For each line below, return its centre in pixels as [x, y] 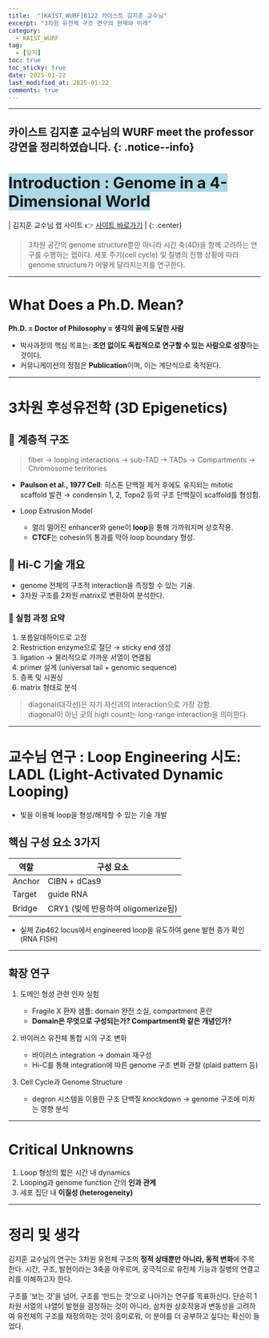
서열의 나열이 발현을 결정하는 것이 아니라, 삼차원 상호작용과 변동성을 [128, 1306]
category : [25, 30]
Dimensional [55, 201]
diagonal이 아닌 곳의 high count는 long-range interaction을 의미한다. [138, 714]
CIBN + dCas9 [74, 881]
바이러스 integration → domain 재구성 [92, 1055]
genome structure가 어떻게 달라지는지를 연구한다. [106, 264]
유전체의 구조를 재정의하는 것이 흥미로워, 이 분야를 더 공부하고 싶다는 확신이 [134, 1316]
